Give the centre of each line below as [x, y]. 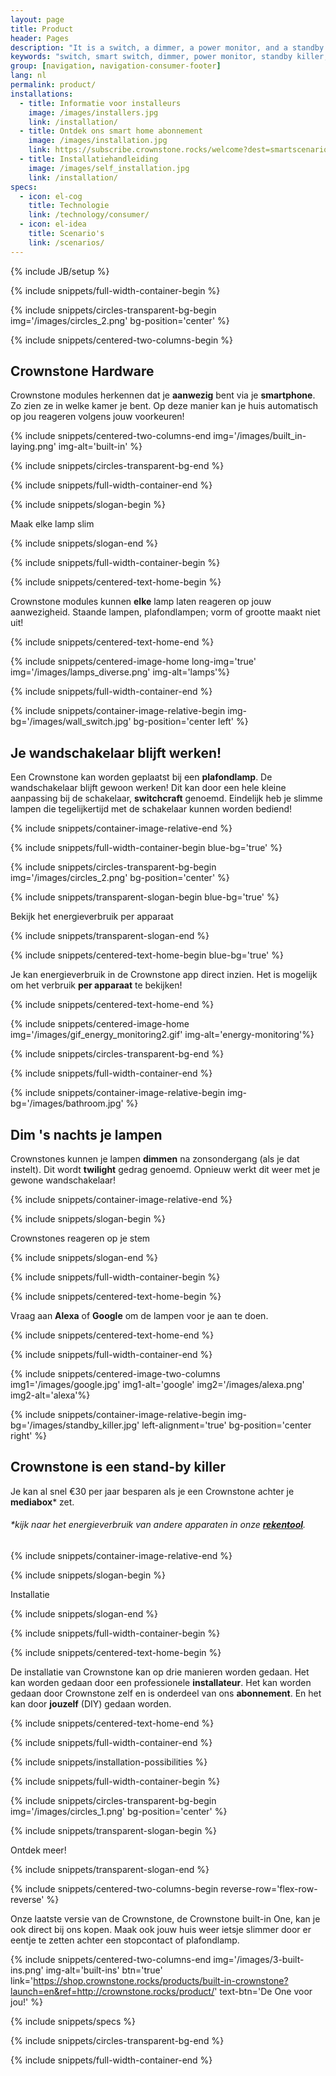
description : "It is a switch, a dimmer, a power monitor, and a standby [167, 47]
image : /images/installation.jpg [98, 141]
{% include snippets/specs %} [73, 2022]
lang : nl [28, 76]
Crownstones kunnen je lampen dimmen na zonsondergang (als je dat [155, 1159]
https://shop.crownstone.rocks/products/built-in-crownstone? [161, 1981]
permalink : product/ [53, 85]
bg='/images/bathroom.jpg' [67, 1103]
